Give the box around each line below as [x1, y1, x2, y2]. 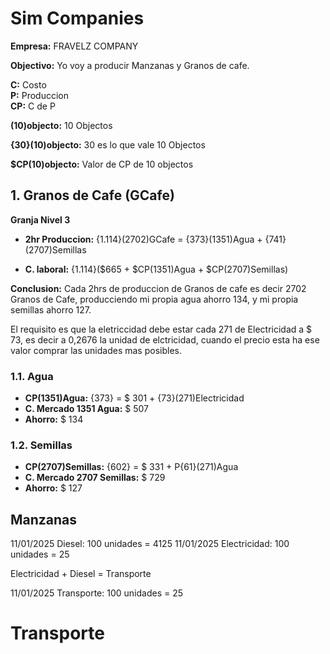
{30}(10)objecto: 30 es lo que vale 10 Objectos [10, 138, 206, 151]
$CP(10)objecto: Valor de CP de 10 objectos [10, 158, 194, 170]
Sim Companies [10, 7, 145, 30]
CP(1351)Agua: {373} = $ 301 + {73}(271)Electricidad [24, 392, 245, 404]
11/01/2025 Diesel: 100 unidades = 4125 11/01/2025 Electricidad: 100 [10, 538, 290, 550]
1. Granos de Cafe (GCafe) [10, 187, 175, 204]
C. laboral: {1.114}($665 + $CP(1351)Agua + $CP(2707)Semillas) [24, 263, 289, 275]
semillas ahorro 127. [10, 303, 92, 316]
